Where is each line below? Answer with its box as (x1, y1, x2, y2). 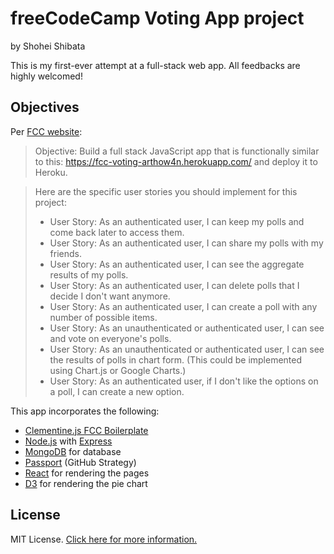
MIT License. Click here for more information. (10, 533, 198, 545)
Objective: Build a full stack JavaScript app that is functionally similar (34, 145, 320, 157)
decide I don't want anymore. (49, 290, 171, 302)
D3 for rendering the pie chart (24, 477, 148, 489)
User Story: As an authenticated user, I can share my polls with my (49, 237, 324, 249)
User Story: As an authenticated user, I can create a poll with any (49, 300, 318, 312)
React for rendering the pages (24, 467, 150, 479)
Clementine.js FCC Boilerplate (24, 424, 149, 436)
